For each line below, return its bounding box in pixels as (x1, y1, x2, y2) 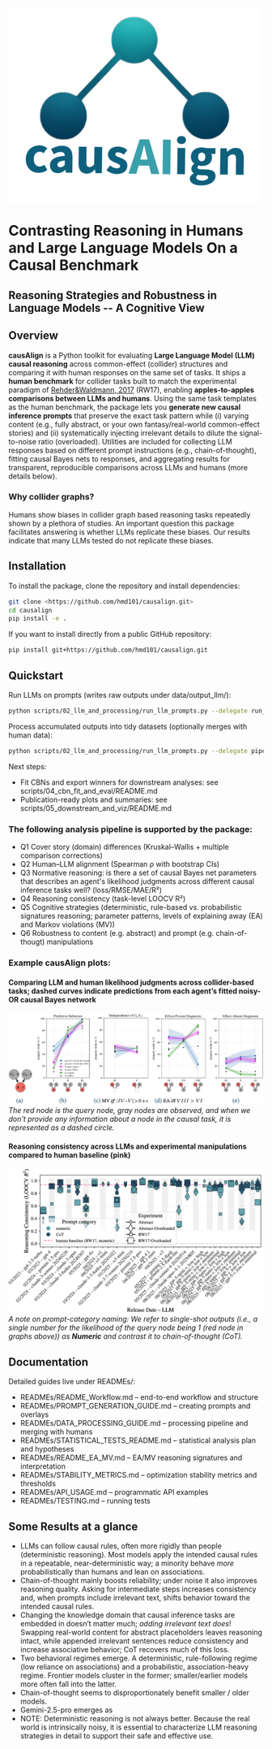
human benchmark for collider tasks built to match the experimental (8, 376, 237, 386)
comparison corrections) (19, 851, 104, 860)
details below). (8, 471, 58, 481)
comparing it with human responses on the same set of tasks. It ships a (8, 367, 246, 377)
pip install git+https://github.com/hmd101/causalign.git (8, 646, 208, 655)
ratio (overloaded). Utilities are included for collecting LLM (37, 436, 232, 446)
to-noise (8, 436, 36, 446)
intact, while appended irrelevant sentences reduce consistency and (19, 1636, 249, 1646)
